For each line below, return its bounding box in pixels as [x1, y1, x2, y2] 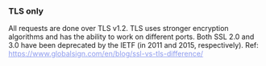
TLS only [8, 6, 44, 17]
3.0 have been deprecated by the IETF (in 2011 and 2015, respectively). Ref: [8, 41, 260, 50]
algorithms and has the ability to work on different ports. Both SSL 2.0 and [8, 32, 255, 41]
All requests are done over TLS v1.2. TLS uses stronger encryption [8, 24, 229, 33]
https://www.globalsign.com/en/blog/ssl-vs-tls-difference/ [8, 49, 204, 59]
